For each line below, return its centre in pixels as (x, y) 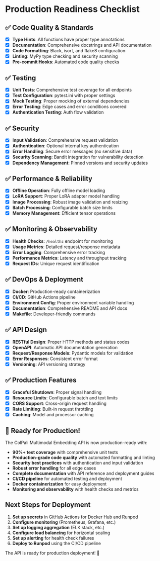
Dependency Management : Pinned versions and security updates (80, 163)
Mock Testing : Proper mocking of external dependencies (71, 101)
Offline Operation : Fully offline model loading (59, 190)
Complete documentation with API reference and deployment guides (83, 473)
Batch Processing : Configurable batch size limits (62, 207)
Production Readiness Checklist (72, 9)
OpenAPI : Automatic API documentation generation (65, 347)
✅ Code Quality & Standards (49, 28)
